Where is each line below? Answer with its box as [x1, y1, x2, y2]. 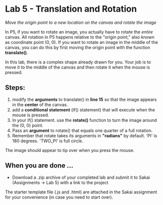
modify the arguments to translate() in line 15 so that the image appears [12, 96, 157, 102]
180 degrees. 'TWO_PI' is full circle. [12, 138, 84, 144]
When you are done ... [5, 162, 74, 170]
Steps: [5, 84, 25, 92]
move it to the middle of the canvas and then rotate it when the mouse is [5, 64, 150, 70]
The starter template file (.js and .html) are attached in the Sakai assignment [5, 189, 157, 195]
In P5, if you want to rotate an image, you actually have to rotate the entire [5, 29, 153, 35]
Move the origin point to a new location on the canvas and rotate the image [5, 19, 157, 25]
